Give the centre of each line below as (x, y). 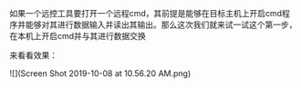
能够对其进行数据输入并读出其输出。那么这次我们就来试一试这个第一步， (161, 24)
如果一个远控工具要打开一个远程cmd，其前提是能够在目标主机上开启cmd (146, 13)
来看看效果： (33, 55)
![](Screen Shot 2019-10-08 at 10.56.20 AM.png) (100, 73)
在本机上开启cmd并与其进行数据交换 (78, 36)
